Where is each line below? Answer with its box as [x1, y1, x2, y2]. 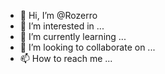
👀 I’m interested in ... [19, 20, 105, 32]
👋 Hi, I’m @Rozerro [19, 10, 98, 21]
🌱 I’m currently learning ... [19, 31, 127, 42]
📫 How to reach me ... [19, 53, 113, 64]
